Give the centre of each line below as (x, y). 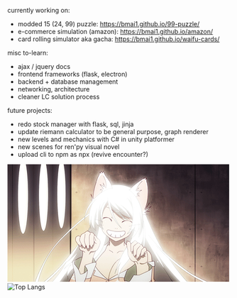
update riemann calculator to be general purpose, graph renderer (113, 132)
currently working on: (39, 10)
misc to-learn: (28, 53)
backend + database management (68, 82)
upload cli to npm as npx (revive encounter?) (83, 154)
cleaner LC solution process (59, 96)
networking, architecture (54, 89)
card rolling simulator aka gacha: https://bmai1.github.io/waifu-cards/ (118, 39)
